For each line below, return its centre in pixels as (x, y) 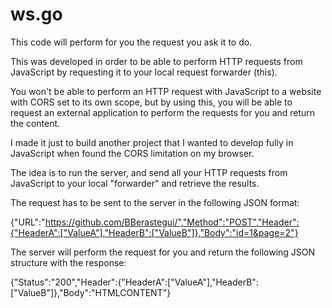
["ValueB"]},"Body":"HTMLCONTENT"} (91, 292)
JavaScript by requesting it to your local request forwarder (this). (144, 72)
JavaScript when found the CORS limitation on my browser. (132, 153)
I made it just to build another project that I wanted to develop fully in (152, 142)
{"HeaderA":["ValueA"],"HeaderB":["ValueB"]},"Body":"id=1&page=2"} (154, 232)
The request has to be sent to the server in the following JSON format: (155, 202)
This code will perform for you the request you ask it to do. (131, 42)
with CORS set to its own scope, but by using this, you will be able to (151, 102)
